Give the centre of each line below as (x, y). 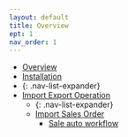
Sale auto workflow (83, 124)
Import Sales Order (70, 114)
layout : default (39, 17)
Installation (42, 77)
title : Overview (39, 26)
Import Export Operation (66, 95)
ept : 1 (21, 34)
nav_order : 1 (33, 42)
